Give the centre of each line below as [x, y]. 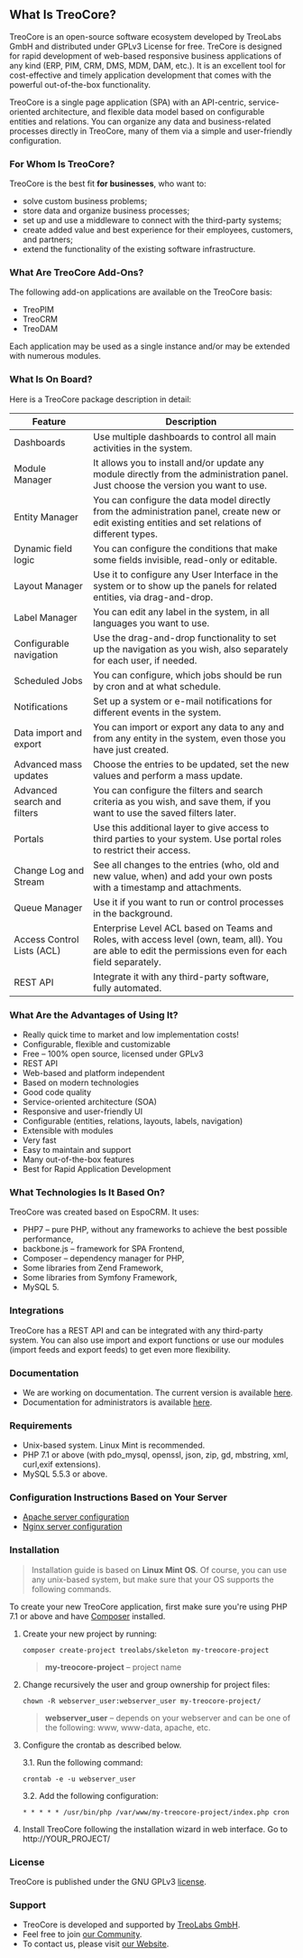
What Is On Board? [51, 379]
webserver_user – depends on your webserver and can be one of [168, 1718]
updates [31, 775]
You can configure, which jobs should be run [188, 675]
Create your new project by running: [90, 1634]
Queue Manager [48, 907]
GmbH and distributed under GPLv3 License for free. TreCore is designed [146, 46]
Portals [29, 838]
